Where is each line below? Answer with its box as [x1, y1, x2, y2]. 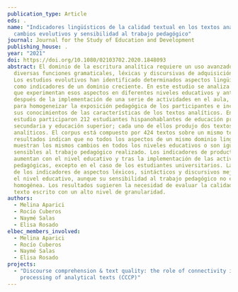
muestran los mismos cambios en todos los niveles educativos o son [13, 142, 220, 150]
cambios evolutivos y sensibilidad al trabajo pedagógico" [13, 30, 192, 38]
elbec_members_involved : [7, 228, 81, 235]
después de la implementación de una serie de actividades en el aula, [13, 96, 230, 103]
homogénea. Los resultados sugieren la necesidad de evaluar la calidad [13, 181, 233, 189]
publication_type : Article [7, 10, 87, 18]
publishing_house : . [7, 43, 69, 50]
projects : [7, 261, 37, 268]
